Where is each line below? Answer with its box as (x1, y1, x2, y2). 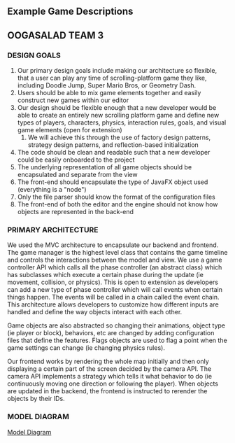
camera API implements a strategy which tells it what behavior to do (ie (7, 372, 212, 381)
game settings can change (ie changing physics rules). (7, 344, 166, 352)
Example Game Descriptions (7, 6, 134, 17)
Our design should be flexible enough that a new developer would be (17, 104, 217, 112)
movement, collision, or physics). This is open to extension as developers (7, 278, 219, 286)
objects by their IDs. (7, 395, 65, 403)
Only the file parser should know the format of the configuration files (17, 192, 215, 202)
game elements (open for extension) (17, 126, 122, 134)
